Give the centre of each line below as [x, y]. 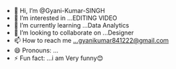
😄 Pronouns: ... [36, 50]
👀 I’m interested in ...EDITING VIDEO [65, 18]
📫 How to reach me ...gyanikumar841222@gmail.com [91, 40]
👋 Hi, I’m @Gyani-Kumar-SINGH [59, 11]
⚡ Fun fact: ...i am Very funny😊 [58, 58]
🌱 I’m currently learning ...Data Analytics [72, 25]
